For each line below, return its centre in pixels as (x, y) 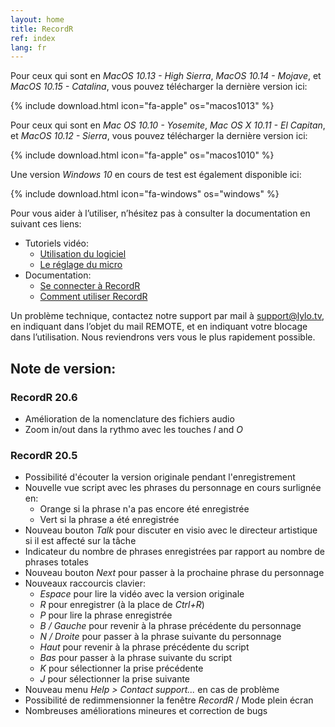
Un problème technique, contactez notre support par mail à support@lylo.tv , (167, 316)
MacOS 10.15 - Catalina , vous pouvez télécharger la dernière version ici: (159, 87)
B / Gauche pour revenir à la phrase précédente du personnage (170, 626)
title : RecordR (42, 29)
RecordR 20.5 (44, 455)
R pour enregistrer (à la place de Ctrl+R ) (122, 605)
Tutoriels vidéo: (57, 243)
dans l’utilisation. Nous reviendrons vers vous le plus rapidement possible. (163, 337)
